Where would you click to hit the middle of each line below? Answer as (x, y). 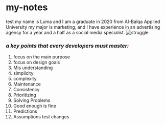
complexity (25, 79)
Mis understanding (33, 68)
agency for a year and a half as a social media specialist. (65, 32)
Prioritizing (25, 95)
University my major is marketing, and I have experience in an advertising (83, 27)
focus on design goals (37, 62)
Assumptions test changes (41, 117)
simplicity (23, 73)
